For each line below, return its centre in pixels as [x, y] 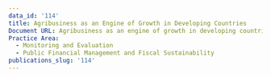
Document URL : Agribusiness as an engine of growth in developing [122, 30]
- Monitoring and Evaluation [65, 46]
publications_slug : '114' [52, 61]
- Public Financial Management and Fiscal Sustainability [115, 53]
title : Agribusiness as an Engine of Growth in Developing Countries [128, 23]
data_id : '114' [34, 16]
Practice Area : [34, 38]
